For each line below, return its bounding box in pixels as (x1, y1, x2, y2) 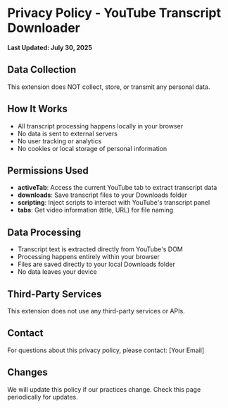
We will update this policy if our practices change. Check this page (7, 385, 201, 393)
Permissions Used (7, 164, 89, 176)
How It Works (7, 103, 68, 115)
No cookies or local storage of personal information (17, 144, 167, 152)
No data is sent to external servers (17, 129, 118, 138)
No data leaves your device (17, 268, 97, 276)
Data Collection (7, 64, 77, 76)
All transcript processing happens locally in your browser (17, 121, 184, 130)
